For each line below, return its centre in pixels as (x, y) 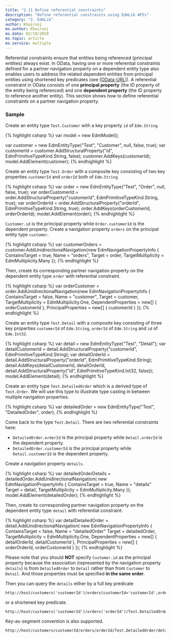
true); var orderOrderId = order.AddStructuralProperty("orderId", (73, 203)
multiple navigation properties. (37, 397)
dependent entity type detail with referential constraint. (64, 510)
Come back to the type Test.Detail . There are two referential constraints (82, 422)
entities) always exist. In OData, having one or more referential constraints (83, 63)
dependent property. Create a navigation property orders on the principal (82, 229)
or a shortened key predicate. (36, 602)
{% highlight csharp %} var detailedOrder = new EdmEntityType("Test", (80, 407)
